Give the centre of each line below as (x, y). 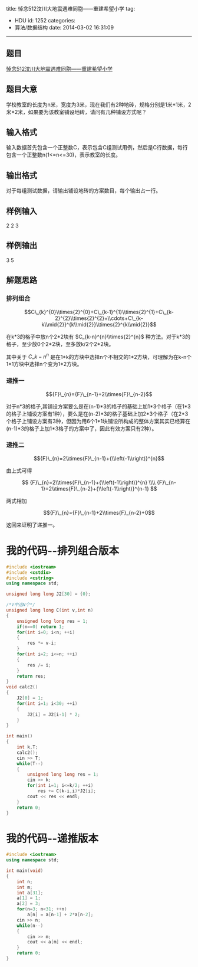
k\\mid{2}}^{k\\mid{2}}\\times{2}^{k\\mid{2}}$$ (99, 324)
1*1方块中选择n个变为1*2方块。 (44, 364)
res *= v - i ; (42, 643)
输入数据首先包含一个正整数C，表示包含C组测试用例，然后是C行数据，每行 (97, 148)
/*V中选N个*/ (21, 605)
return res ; (31, 676)
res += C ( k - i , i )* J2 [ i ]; (67, 791)
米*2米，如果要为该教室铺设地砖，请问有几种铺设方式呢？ (77, 112)
